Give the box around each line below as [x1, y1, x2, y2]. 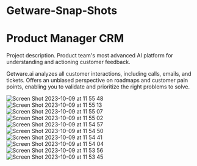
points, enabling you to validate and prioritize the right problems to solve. [6, 83, 190, 90]
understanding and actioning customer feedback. [6, 59, 131, 66]
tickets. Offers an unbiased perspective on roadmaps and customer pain [6, 77, 188, 84]
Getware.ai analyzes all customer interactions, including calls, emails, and [6, 70, 192, 78]
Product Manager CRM [6, 32, 124, 46]
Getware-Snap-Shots [6, 4, 118, 18]
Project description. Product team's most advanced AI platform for [6, 52, 174, 59]
